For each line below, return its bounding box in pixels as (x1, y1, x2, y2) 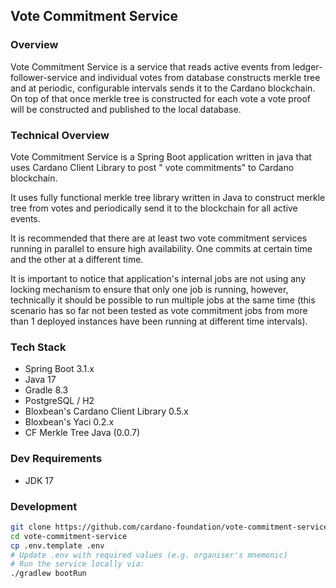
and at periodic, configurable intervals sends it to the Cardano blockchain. (10, 82, 316, 94)
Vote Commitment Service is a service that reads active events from (10, 60, 291, 73)
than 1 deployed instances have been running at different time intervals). (10, 315, 308, 327)
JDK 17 (24, 474, 54, 486)
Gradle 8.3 (24, 384, 69, 396)
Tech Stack (10, 340, 67, 354)
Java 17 (24, 374, 57, 386)
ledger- (292, 60, 323, 73)
